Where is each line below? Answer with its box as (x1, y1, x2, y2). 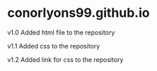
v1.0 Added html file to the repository (7, 28, 115, 37)
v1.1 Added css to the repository (7, 41, 100, 50)
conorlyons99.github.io (7, 5, 150, 21)
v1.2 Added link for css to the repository (7, 55, 124, 64)
